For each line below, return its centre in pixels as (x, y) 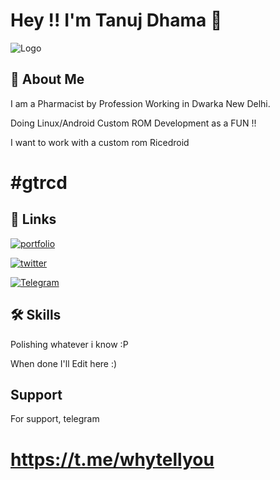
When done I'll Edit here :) (64, 363)
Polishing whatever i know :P (69, 344)
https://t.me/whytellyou (112, 459)
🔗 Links (33, 219)
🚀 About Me (47, 79)
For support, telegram (55, 419)
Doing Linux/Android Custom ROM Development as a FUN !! (133, 123)
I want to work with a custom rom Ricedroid (100, 142)
